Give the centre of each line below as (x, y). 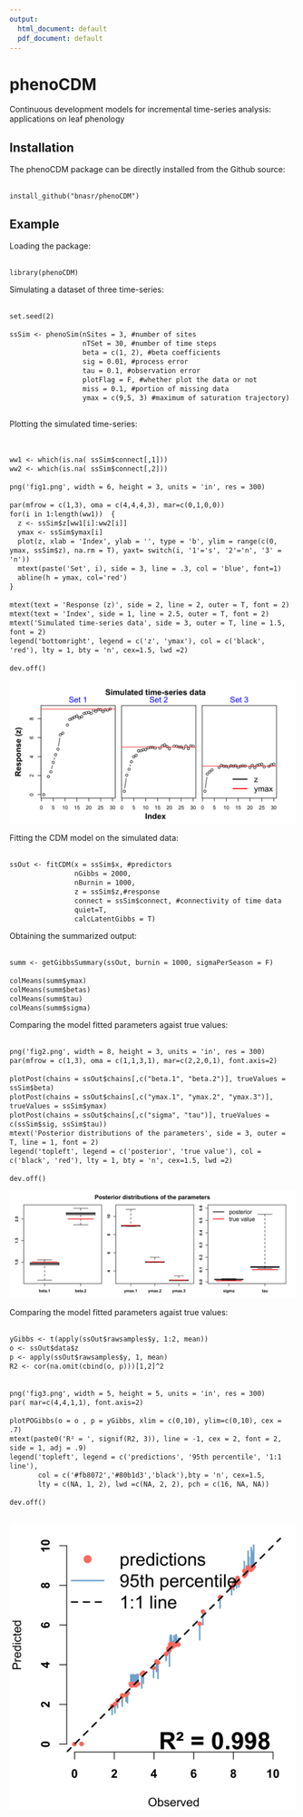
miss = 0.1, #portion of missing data (156, 389)
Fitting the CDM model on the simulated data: (94, 837)
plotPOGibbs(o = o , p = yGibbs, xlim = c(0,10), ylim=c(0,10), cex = (146, 1421)
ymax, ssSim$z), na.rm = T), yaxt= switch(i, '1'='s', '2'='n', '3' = (146, 550)
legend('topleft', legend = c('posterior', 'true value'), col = (135, 1151)
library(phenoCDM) (44, 272)
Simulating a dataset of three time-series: (87, 289)
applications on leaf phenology (67, 119)
